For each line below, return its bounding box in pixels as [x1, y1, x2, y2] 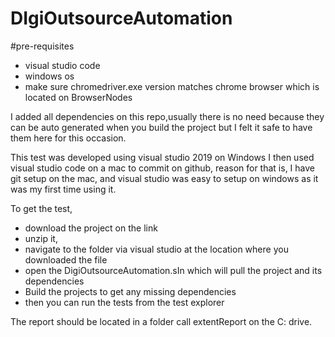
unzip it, [24, 232, 58, 244]
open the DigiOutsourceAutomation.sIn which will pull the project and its [24, 264, 323, 276]
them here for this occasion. [10, 132, 127, 144]
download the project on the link [24, 222, 158, 234]
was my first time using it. [10, 183, 117, 195]
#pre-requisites [10, 40, 75, 52]
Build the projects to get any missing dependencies [24, 285, 237, 297]
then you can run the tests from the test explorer [24, 296, 225, 308]
